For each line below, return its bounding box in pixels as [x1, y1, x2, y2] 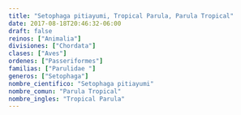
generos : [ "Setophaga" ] [8, 72, 89, 80]
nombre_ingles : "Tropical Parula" [8, 95, 126, 103]
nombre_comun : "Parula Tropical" [8, 87, 122, 96]
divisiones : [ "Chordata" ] [8, 42, 96, 50]
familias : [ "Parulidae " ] [8, 65, 96, 73]
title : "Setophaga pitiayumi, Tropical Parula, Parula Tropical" [8, 11, 234, 20]
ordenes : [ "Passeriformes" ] [8, 57, 104, 66]
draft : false [8, 27, 53, 35]
